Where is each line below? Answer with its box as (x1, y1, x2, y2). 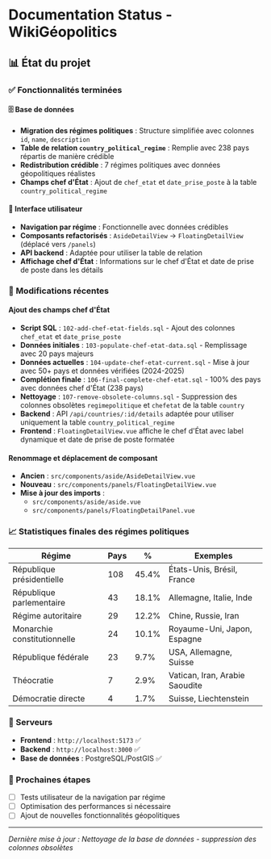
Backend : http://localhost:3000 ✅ (19, 744, 141, 754)
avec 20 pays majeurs (19, 349, 94, 358)
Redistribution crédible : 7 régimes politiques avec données (19, 160, 221, 170)
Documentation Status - (8, 6, 173, 24)
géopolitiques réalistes (19, 168, 96, 178)
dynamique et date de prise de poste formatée (19, 434, 175, 445)
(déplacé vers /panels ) (19, 239, 96, 249)
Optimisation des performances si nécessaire (19, 802, 171, 811)
